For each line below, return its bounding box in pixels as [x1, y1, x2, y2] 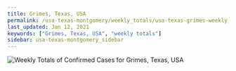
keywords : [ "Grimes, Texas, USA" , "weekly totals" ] [7, 30, 162, 37]
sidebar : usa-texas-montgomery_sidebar [7, 37, 124, 44]
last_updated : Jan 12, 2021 [7, 23, 90, 30]
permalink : [7, 17, 39, 24]
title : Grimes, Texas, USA [7, 10, 86, 18]
